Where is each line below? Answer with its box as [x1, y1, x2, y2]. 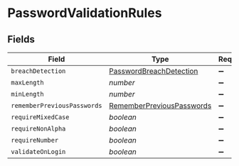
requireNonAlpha [11, 125, 66, 133]
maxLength [11, 79, 44, 87]
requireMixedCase [11, 114, 70, 121]
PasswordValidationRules [7, 5, 162, 21]
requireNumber [11, 136, 59, 144]
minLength [11, 90, 44, 98]
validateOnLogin [11, 148, 66, 155]
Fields [7, 33, 36, 45]
